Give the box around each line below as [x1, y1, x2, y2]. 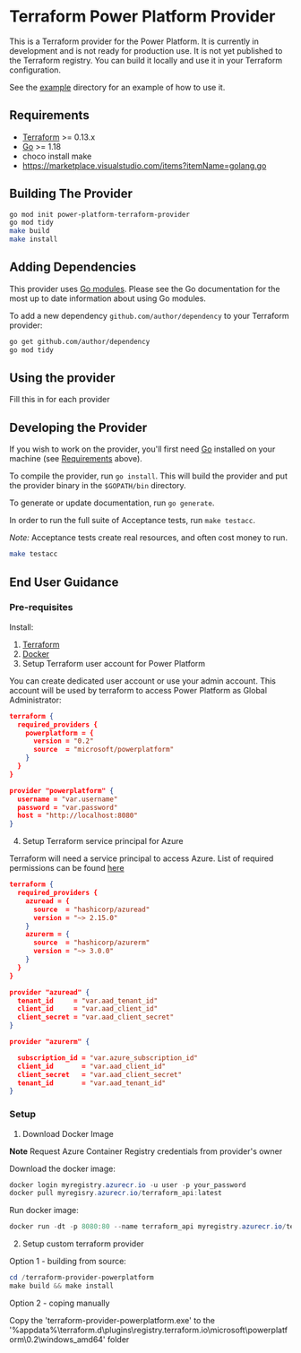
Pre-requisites [9, 601, 73, 614]
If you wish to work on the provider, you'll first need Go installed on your [9, 444, 276, 454]
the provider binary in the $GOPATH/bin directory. [9, 480, 186, 491]
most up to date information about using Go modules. [9, 293, 206, 304]
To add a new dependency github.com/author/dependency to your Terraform [9, 310, 289, 321]
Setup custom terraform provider [21, 1238, 145, 1249]
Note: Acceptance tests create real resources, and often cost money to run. [9, 532, 288, 543]
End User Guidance [9, 574, 119, 590]
